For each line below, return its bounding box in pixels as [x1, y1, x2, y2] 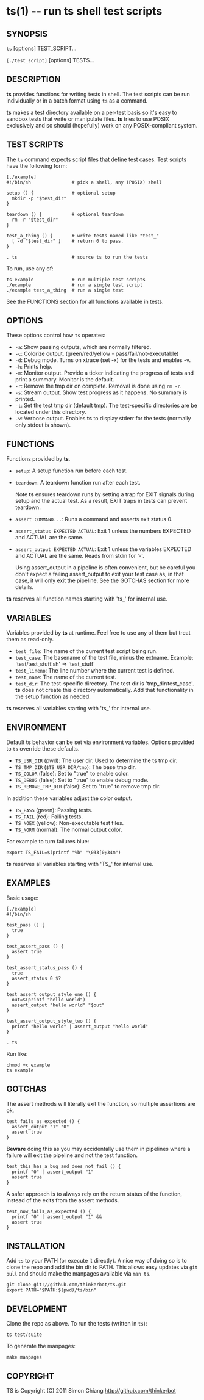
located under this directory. [15, 408, 86, 416]
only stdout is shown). [15, 421, 71, 428]
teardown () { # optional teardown [6, 211, 124, 217]
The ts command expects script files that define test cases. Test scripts [6, 156, 187, 163]
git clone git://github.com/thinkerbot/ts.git [6, 1282, 127, 1288]
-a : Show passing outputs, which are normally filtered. [15, 344, 152, 351]
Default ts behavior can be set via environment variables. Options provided [6, 738, 195, 746]
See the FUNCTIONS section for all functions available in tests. [6, 298, 164, 305]
